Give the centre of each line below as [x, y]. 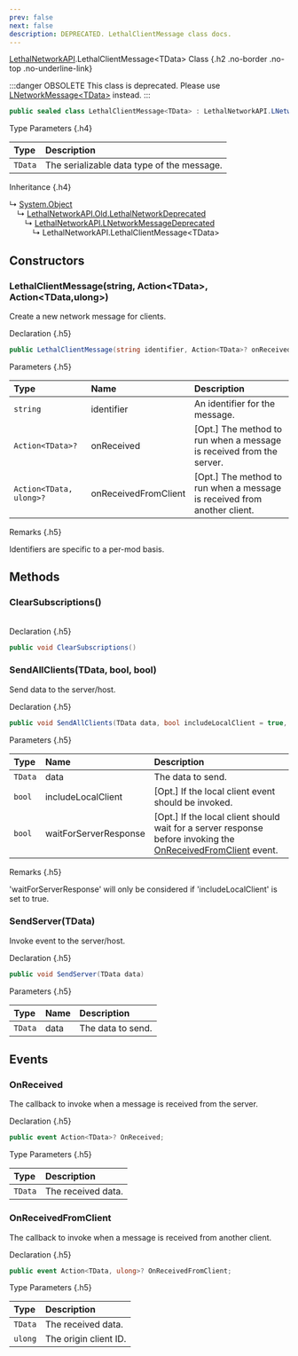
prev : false [31, 17]
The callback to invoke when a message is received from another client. [141, 1237]
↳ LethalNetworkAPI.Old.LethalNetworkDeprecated [112, 214]
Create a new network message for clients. [88, 316]
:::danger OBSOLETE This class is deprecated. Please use [115, 86]
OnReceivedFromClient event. [216, 850]
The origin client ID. [86, 1339]
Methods [35, 577]
